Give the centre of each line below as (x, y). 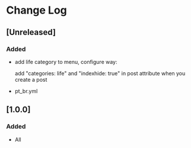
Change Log (36, 10)
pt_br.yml (26, 91)
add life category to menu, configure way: (66, 62)
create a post (31, 79)
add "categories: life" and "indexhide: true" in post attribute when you (100, 73)
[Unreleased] (31, 32)
